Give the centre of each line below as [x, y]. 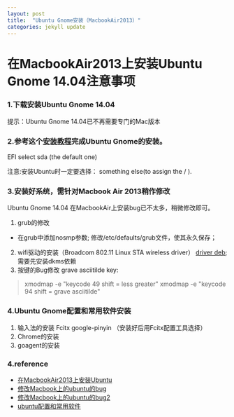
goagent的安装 [39, 345]
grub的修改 [34, 223]
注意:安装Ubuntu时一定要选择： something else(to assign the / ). [100, 172]
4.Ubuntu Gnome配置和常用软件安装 [69, 311]
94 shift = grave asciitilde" [62, 292]
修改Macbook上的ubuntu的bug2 [64, 397]
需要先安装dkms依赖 [47, 261]
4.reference [28, 364]
